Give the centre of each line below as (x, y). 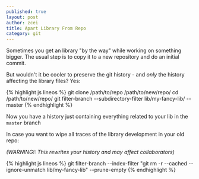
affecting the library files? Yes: (43, 81)
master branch (24, 123)
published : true (26, 12)
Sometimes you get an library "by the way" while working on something (94, 50)
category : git (24, 34)
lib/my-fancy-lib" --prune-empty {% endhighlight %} (111, 170)
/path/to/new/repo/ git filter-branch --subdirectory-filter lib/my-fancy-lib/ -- (99, 99)
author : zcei (22, 23)
